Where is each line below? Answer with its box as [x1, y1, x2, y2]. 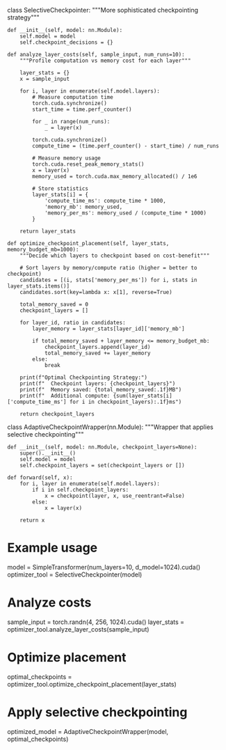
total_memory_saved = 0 [19, 301, 89, 308]
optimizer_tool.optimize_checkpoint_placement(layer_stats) [7, 680, 177, 688]
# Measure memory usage [32, 155, 101, 162]
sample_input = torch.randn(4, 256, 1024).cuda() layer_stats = [7, 618, 185, 626]
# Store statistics [32, 185, 89, 192]
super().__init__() [19, 450, 76, 457]
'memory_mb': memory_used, [44, 203, 123, 210]
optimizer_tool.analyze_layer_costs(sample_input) [7, 625, 150, 633]
